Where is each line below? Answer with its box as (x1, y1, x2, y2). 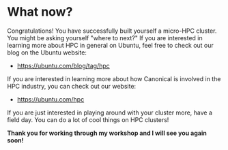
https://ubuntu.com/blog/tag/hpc (16, 61, 111, 70)
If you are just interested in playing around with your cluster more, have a (7, 108, 213, 117)
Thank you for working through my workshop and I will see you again (7, 129, 207, 137)
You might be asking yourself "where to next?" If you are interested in (7, 33, 203, 42)
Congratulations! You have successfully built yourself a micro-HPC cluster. (7, 27, 217, 35)
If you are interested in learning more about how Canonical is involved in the (7, 74, 221, 82)
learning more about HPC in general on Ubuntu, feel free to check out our (7, 41, 214, 49)
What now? (7, 4, 73, 20)
